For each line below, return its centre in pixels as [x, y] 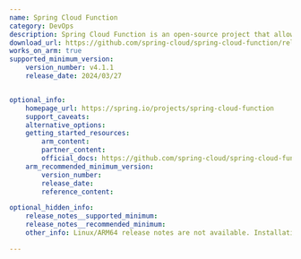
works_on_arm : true [46, 51]
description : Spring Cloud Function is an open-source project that [140, 34]
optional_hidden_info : [52, 208]
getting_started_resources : [77, 134]
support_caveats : [58, 117]
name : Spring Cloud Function [64, 17]
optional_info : [38, 99]
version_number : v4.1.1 [70, 68]
